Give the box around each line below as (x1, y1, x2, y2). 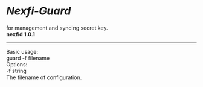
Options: (6, 60, 28, 68)
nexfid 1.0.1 (6, 30, 35, 37)
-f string (6, 67, 27, 74)
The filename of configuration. (6, 74, 82, 81)
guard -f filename (6, 54, 50, 62)
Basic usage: (6, 48, 39, 55)
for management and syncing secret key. (6, 24, 108, 31)
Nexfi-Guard (6, 4, 71, 18)
